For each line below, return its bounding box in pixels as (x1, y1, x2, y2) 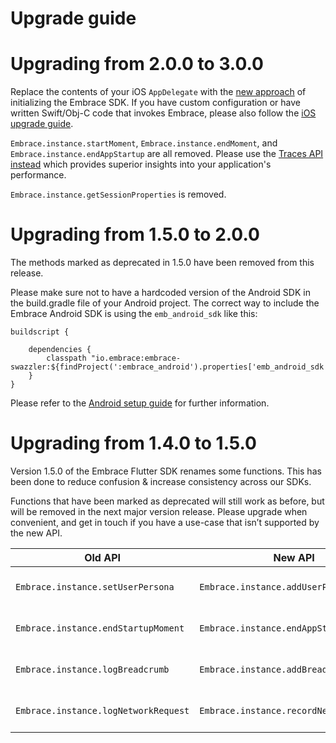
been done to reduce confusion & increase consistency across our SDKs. (10, 476, 312, 487)
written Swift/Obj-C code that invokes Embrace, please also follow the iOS (10, 107, 317, 119)
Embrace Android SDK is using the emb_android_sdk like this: (10, 308, 258, 320)
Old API (84, 551, 122, 564)
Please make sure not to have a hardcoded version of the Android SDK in (10, 287, 311, 299)
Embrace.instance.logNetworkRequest (15, 705, 190, 716)
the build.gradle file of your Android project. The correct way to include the (10, 297, 320, 309)
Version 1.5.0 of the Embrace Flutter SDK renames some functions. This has (10, 465, 322, 477)
